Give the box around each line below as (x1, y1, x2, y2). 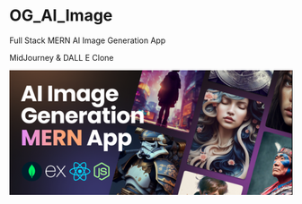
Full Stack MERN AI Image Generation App (9, 35, 166, 46)
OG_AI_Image (9, 5, 113, 26)
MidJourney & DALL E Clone (9, 52, 114, 63)
